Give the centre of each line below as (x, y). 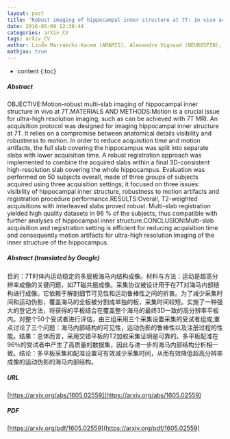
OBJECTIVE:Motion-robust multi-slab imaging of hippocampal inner (103, 104)
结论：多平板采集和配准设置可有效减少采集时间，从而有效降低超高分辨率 (121, 353)
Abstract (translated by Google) (54, 258)
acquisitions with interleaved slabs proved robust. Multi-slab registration (109, 205)
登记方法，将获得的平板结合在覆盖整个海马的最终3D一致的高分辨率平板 (119, 310)
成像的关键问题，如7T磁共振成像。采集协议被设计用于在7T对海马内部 (116, 284)
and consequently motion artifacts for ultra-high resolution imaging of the (111, 235)
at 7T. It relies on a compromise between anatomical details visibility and (110, 133)
